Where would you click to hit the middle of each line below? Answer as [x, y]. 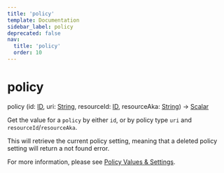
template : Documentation [43, 20]
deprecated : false [34, 33]
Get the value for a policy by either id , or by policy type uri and [100, 120]
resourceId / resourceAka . [42, 127]
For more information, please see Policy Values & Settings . [91, 162]
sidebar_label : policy [40, 27]
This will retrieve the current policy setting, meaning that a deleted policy [112, 141]
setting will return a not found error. [58, 148]
